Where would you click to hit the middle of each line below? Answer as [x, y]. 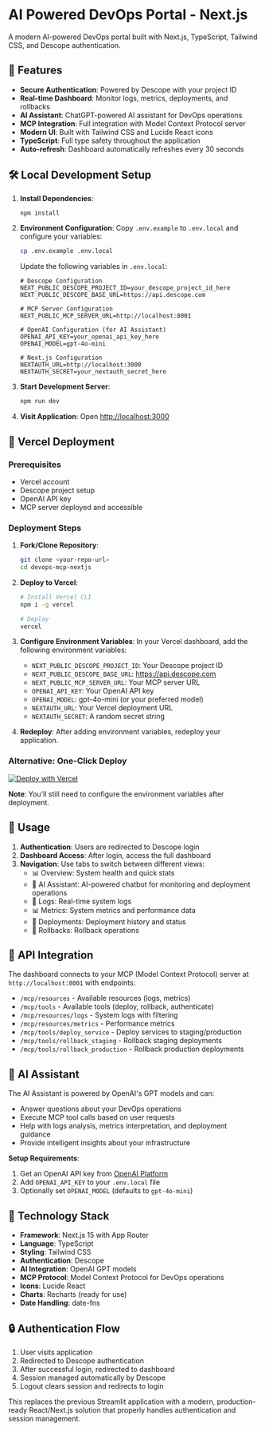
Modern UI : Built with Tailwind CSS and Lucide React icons [116, 132]
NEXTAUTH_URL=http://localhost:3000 [80, 365]
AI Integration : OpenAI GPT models [78, 1269]
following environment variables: [73, 650]
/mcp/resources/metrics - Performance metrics [97, 1024]
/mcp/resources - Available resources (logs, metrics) [105, 998]
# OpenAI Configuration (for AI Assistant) [93, 330]
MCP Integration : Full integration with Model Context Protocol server [132, 123]
